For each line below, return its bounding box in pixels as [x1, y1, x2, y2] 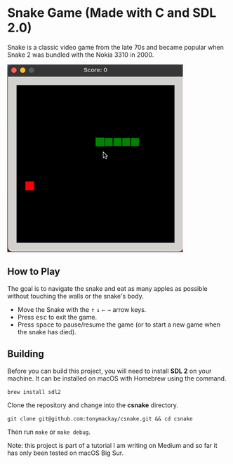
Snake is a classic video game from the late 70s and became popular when [7, 43, 225, 51]
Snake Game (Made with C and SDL [7, 5, 217, 21]
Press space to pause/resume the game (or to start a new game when [17, 320, 221, 329]
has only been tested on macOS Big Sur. [7, 449, 124, 457]
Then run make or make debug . [7, 428, 91, 436]
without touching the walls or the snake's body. [7, 292, 144, 300]
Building [7, 348, 44, 360]
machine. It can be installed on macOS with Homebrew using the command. [7, 374, 227, 383]
